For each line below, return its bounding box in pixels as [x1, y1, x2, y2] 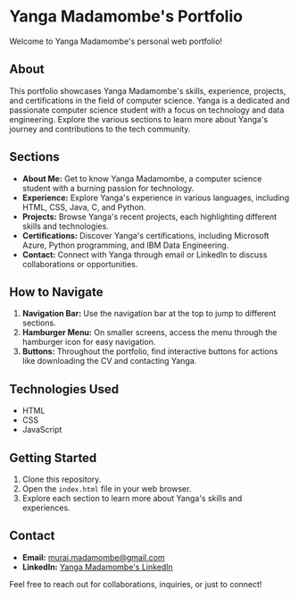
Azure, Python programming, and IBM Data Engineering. [21, 240, 229, 250]
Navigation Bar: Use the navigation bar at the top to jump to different [21, 308, 277, 319]
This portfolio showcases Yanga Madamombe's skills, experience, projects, [9, 85, 287, 96]
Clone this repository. [21, 474, 102, 484]
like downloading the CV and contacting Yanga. [21, 356, 197, 366]
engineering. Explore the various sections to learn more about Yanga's [9, 114, 269, 124]
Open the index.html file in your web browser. [21, 484, 192, 493]
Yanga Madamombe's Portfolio [9, 6, 244, 27]
